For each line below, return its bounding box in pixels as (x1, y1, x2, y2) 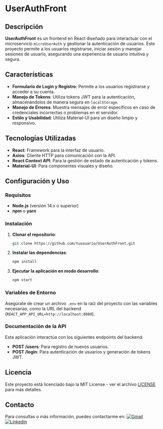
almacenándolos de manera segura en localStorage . (12, 99, 118, 105)
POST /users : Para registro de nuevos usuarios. (12, 344, 109, 350)
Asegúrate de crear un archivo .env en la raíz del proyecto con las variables (5, 300, 158, 306)
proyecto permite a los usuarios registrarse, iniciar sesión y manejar (5, 46, 142, 51)
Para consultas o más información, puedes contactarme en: (5, 414, 126, 420)
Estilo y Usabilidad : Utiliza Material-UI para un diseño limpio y (12, 115, 138, 121)
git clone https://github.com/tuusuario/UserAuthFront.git (12, 241, 136, 246)
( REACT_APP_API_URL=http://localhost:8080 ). (5, 311, 95, 317)
